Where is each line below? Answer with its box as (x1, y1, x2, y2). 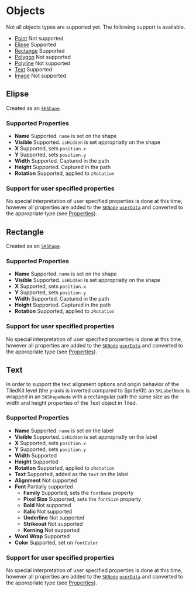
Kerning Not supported (23, 526, 80, 534)
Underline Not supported (23, 514, 85, 521)
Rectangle (6, 227, 44, 237)
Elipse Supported (14, 41, 57, 48)
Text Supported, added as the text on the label (14, 470, 129, 477)
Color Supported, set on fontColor (14, 539, 98, 546)
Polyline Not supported (14, 60, 70, 67)
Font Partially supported (14, 483, 73, 490)
